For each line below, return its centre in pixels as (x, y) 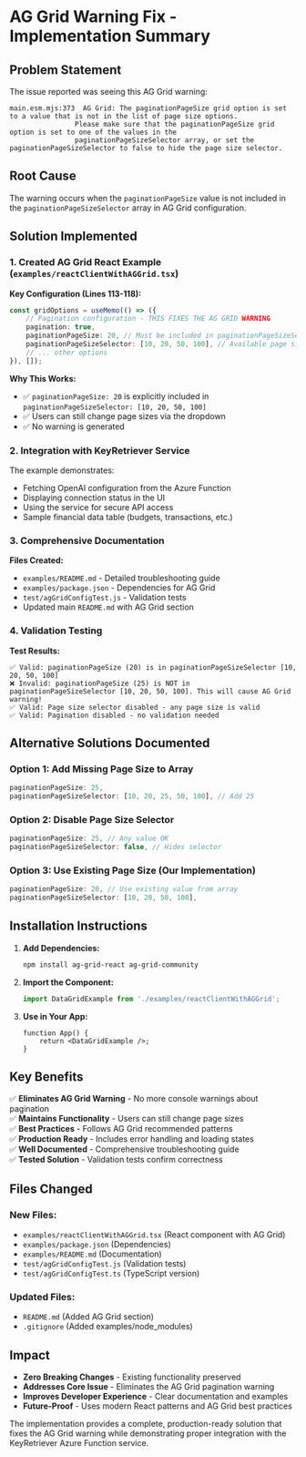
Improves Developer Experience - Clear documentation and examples (155, 1397)
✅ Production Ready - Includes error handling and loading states (132, 1139)
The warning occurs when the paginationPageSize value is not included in (148, 198)
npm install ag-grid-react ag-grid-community (110, 964)
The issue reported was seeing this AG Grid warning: (108, 92)
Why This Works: (43, 378)
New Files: (33, 1215)
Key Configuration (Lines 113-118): (76, 293)
